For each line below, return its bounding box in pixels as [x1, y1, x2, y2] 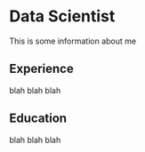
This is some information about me [9, 36, 136, 46]
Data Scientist [9, 6, 116, 27]
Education [9, 111, 68, 126]
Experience [9, 61, 74, 76]
